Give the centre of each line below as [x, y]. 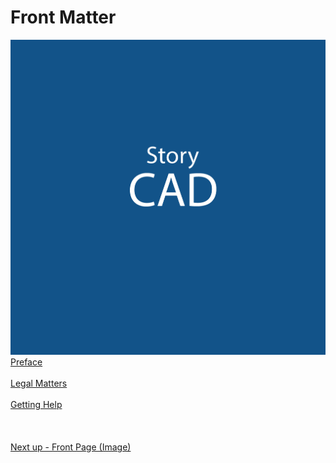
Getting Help [36, 405]
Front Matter [63, 17]
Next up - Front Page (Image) [71, 447]
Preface [26, 362]
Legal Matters [39, 383]
